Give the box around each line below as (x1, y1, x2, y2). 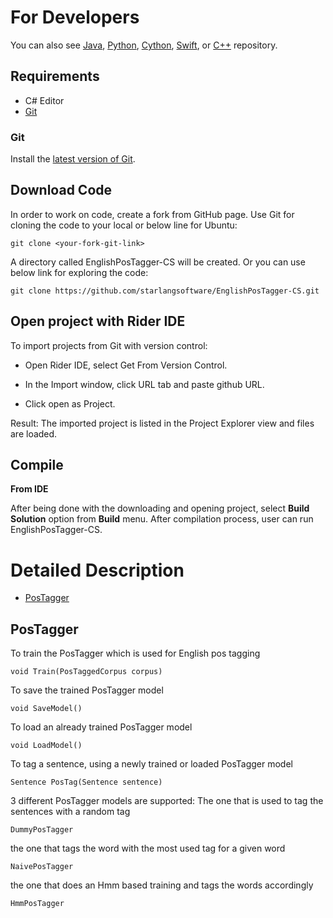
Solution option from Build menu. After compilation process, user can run (10, 513, 314, 525)
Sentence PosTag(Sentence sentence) (10, 777, 163, 788)
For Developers (10, 6, 140, 29)
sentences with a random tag (10, 806, 131, 818)
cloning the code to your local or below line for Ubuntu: (10, 219, 238, 231)
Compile (10, 457, 64, 474)
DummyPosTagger (10, 825, 74, 835)
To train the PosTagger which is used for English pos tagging (10, 647, 261, 660)
